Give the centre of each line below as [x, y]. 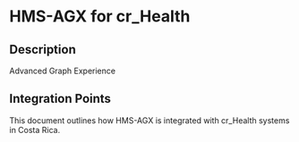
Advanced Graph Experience [63, 71]
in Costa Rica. [35, 129]
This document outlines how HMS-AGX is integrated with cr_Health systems [149, 120]
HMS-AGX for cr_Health [100, 17]
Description [43, 50]
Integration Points [60, 99]
